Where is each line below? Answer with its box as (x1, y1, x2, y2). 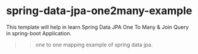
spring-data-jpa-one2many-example (6, 4, 193, 18)
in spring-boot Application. (6, 29, 72, 36)
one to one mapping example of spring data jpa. (35, 41, 153, 48)
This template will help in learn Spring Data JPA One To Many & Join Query (6, 23, 189, 31)
